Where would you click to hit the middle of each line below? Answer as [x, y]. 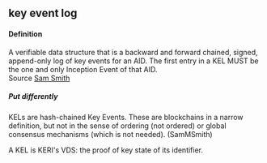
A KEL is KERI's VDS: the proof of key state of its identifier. [106, 150]
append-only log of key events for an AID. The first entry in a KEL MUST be [133, 61]
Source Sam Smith [39, 78]
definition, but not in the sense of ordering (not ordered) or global [117, 126]
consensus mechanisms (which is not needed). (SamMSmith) [110, 134]
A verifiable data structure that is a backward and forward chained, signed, [133, 52]
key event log [43, 13]
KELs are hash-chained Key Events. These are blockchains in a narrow [126, 117]
